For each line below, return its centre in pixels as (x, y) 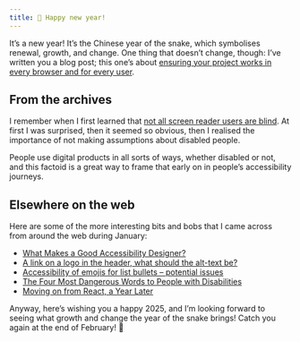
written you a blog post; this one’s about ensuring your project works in (141, 62)
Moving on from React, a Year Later (88, 291)
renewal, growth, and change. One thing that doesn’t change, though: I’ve (145, 52)
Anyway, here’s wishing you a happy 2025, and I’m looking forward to (137, 309)
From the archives (61, 100)
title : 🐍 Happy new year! (57, 17)
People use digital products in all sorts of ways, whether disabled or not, (142, 158)
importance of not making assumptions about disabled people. (125, 141)
